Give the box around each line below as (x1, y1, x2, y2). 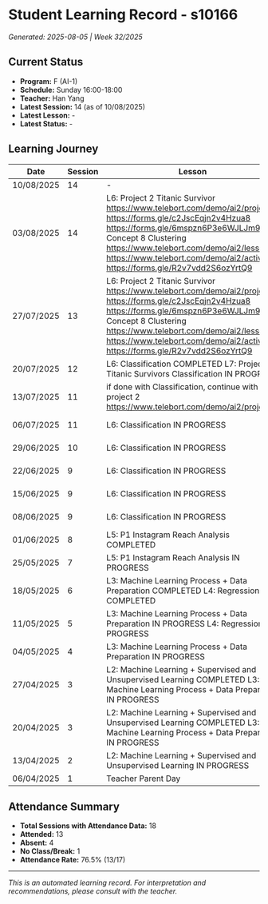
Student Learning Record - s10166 (8, 6, 238, 24)
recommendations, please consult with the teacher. (8, 886, 178, 896)
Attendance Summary (8, 799, 120, 813)
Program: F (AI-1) (19, 76, 78, 86)
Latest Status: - (19, 118, 73, 129)
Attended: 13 (19, 830, 64, 839)
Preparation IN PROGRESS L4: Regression (106, 618, 263, 629)
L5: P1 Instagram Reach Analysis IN (106, 552, 241, 563)
